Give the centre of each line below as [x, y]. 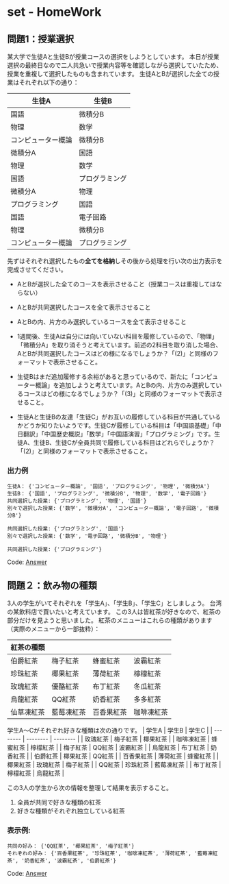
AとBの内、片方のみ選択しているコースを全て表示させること [102, 322]
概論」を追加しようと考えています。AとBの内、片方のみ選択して [126, 385]
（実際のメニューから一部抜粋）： [54, 629]
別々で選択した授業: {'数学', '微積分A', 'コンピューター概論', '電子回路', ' [108, 508]
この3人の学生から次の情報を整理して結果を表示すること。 [90, 788]
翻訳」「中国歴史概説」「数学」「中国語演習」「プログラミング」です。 [119, 434]
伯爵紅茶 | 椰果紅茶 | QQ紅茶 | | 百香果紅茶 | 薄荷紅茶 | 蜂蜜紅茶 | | [126, 756]
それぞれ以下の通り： [49, 82]
